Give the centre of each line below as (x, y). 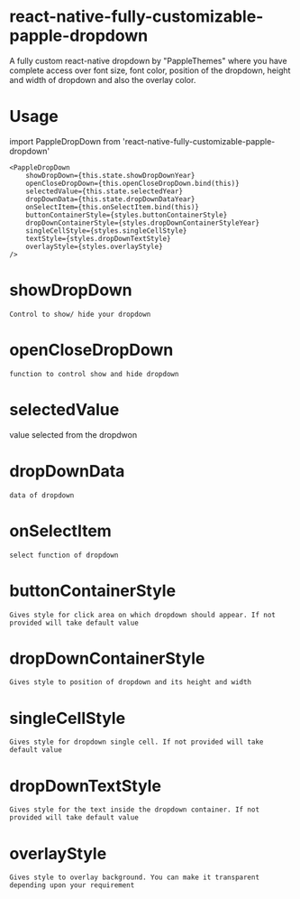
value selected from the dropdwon (73, 434)
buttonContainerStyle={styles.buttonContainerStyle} (127, 215)
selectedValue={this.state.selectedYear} (104, 191)
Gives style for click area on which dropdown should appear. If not (143, 615)
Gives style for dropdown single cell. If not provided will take (136, 742)
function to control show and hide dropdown (94, 374)
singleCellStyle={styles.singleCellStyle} (106, 231)
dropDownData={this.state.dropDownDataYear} (110, 199)
